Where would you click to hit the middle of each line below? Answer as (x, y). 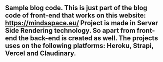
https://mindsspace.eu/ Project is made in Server (82, 23)
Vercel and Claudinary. (41, 54)
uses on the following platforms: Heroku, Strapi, (79, 46)
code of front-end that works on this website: (76, 16)
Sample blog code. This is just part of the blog (76, 8)
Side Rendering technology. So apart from (70, 31)
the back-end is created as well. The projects (88, 38)
